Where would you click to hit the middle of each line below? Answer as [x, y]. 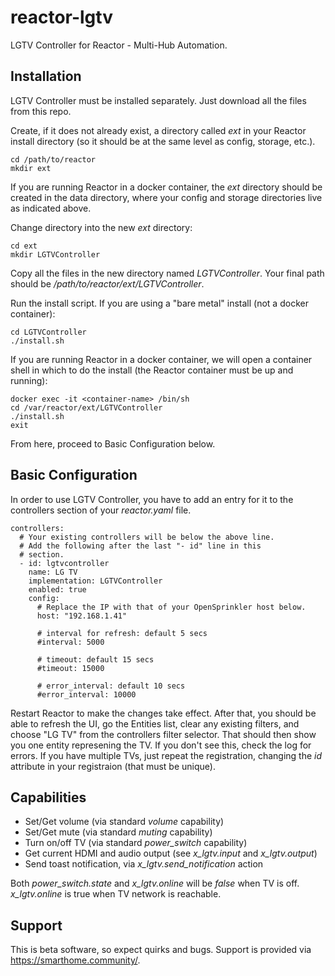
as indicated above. [51, 208]
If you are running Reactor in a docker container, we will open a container [161, 359]
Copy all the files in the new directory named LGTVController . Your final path [167, 273]
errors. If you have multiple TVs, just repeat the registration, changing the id [166, 755]
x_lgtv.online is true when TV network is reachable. [116, 894]
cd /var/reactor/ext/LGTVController [86, 407]
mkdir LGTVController [55, 254]
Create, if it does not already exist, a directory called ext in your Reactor [158, 130]
